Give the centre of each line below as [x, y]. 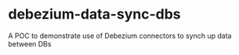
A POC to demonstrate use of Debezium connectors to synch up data [120, 36]
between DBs [30, 43]
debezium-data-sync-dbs [94, 14]
